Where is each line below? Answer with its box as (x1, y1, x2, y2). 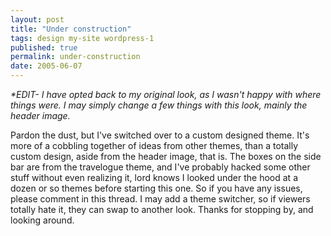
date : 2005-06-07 (10, 61, 83, 71)
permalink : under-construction (10, 52, 141, 62)
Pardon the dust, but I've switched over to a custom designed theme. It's (10, 129, 310, 141)
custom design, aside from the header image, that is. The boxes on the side (10, 151, 322, 162)
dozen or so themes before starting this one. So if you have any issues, (10, 182, 303, 194)
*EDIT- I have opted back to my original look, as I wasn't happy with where (10, 89, 322, 100)
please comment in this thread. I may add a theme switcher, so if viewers (10, 193, 311, 205)
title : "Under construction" (10, 24, 132, 34)
